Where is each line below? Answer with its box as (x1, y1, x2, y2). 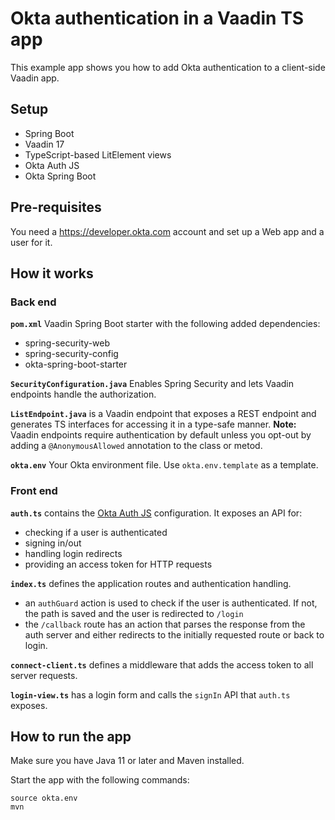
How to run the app (10, 728, 132, 745)
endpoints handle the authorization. (10, 388, 157, 401)
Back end (10, 295, 57, 309)
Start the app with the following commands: (10, 774, 190, 786)
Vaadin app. (10, 72, 60, 84)
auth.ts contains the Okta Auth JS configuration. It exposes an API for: (10, 507, 303, 519)
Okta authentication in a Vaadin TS (10, 7, 305, 30)
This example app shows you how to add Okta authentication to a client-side (10, 61, 326, 73)
